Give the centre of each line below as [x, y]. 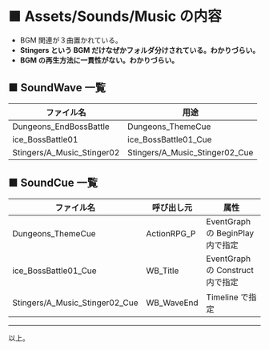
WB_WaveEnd [172, 303]
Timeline [222, 297]
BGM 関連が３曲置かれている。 [71, 40]
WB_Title [163, 271]
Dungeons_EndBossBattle [61, 127]
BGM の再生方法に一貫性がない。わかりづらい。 [99, 60]
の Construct [230, 270]
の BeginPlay [230, 233]
